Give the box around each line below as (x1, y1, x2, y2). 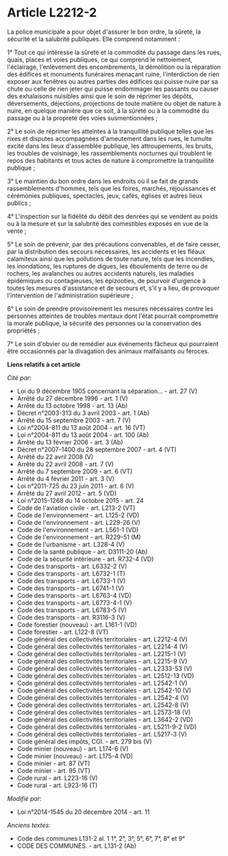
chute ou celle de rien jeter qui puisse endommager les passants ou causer (7, 85, 219, 93)
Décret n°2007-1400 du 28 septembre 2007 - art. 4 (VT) (16, 445, 177, 453)
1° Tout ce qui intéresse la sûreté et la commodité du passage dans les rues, (7, 48, 222, 56)
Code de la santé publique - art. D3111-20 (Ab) (16, 548, 149, 556)
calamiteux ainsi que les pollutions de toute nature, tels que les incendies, (7, 254, 215, 262)
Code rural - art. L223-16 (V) (16, 774, 98, 782)
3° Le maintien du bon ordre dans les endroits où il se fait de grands (7, 177, 199, 185)
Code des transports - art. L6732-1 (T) (16, 569, 125, 578)
